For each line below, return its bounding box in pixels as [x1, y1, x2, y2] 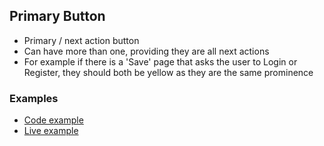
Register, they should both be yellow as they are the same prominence [23, 66, 314, 78]
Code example [23, 114, 84, 126]
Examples [9, 91, 59, 105]
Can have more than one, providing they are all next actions [23, 45, 270, 57]
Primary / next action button [23, 34, 140, 46]
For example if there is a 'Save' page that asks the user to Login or [23, 55, 298, 68]
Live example [23, 125, 79, 137]
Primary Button [9, 8, 106, 25]
